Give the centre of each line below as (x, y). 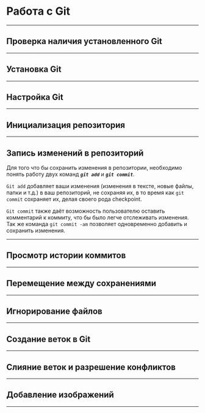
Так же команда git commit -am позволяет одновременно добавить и (97, 224)
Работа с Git (38, 11)
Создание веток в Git (49, 339)
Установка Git (34, 70)
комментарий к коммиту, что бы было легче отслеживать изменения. (98, 218)
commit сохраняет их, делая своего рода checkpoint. (74, 199)
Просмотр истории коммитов (66, 256)
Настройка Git (35, 97)
